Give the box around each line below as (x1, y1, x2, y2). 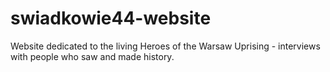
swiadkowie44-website (10, 7, 212, 30)
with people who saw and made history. (10, 50, 175, 62)
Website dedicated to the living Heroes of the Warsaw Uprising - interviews (10, 40, 321, 52)
